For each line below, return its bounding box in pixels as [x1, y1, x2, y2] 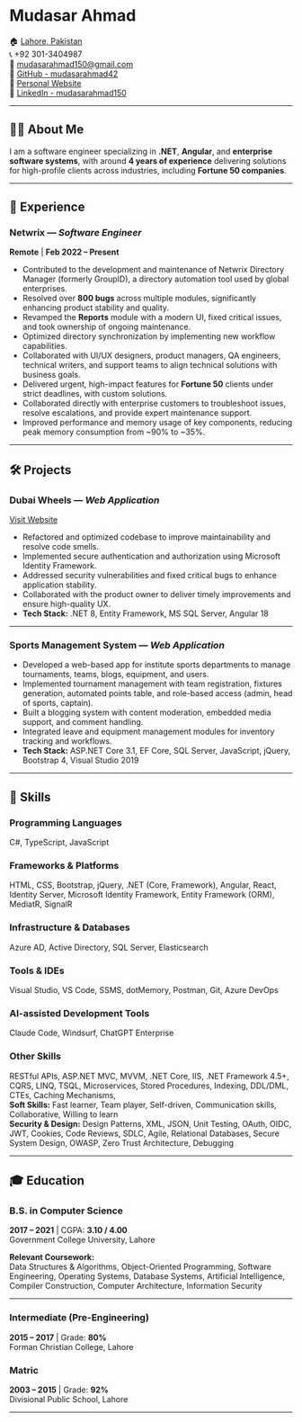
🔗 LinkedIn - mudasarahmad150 [9, 87, 128, 98]
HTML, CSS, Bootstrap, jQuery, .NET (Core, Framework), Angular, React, [9, 880, 277, 890]
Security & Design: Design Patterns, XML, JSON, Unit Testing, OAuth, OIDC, [9, 1118, 292, 1129]
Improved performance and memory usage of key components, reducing [22, 417, 293, 428]
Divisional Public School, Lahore [9, 1393, 129, 1404]
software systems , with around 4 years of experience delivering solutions [9, 155, 287, 166]
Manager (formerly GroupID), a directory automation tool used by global [22, 273, 289, 284]
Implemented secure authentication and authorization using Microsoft [22, 550, 281, 562]
